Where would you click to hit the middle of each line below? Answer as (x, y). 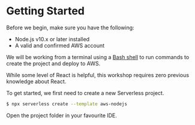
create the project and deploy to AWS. (53, 63)
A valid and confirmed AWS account (60, 45)
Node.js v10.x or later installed (52, 39)
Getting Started (46, 11)
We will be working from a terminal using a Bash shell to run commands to (98, 57)
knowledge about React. (36, 81)
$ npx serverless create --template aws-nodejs (67, 104)
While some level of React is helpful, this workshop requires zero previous (98, 75)
